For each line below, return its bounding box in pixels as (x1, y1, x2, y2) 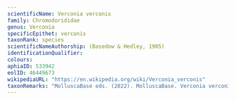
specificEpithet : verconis (7, 30, 86, 37)
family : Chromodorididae (7, 17, 80, 24)
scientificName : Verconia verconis (7, 10, 112, 18)
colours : (7, 56, 33, 63)
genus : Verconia (7, 23, 55, 30)
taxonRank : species (7, 37, 65, 44)
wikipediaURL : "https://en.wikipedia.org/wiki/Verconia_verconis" (7, 75, 206, 83)
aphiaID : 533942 (7, 63, 55, 70)
